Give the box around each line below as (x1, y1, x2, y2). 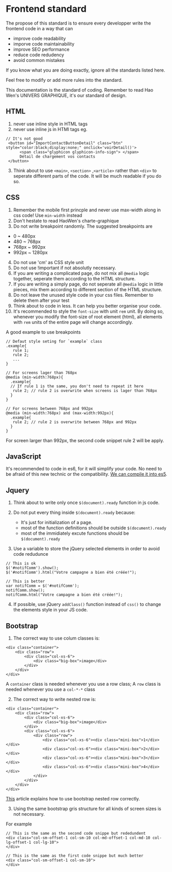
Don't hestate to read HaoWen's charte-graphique (13, 217, 119, 224)
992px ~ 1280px (13, 249, 48, 255)
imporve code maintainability (13, 40, 75, 47)
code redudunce (13, 551, 49, 557)
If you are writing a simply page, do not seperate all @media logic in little (13, 281, 163, 287)
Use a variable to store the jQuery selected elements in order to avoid (13, 546, 160, 552)
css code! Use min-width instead (13, 212, 82, 218)
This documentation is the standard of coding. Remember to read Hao (6, 86, 154, 93)
